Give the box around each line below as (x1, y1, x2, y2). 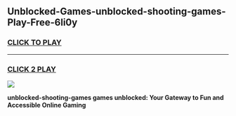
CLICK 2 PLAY (7, 64, 56, 74)
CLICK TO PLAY (7, 38, 62, 48)
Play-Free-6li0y (7, 17, 78, 29)
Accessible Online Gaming (7, 101, 86, 109)
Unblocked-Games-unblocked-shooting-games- (7, 6, 226, 18)
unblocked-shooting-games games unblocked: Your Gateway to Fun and (7, 93, 224, 101)
